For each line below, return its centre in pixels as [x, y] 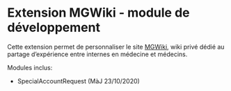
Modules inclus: [30, 67]
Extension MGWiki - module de [98, 13]
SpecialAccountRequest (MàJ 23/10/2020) [79, 81]
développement [54, 27]
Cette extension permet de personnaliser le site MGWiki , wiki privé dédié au [116, 47]
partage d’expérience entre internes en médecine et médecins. [97, 54]
